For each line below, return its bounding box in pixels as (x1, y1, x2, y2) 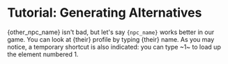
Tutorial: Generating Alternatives (7, 5, 202, 21)
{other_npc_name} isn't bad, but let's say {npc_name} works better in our (7, 28, 215, 36)
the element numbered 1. (7, 50, 79, 58)
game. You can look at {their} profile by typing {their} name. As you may (7, 35, 215, 43)
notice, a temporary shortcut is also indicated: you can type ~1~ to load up (7, 42, 221, 51)
